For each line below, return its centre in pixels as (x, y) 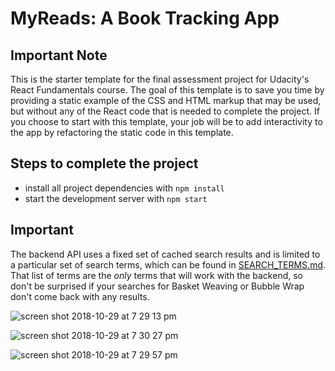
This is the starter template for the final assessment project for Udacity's (160, 79)
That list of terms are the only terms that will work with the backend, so (156, 275)
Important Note (59, 55)
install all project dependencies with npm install (124, 188)
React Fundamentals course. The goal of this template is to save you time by (167, 90)
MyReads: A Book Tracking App (145, 18)
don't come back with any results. (80, 296)
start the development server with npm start (116, 198)
